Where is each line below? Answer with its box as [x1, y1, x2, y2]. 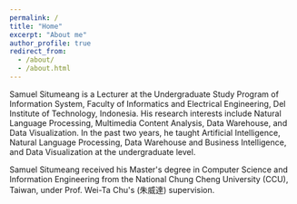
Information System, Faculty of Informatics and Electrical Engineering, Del [9, 98, 286, 109]
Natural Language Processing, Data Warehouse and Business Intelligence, [9, 137, 287, 148]
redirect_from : [9, 47, 67, 56]
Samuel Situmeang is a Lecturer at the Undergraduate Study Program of [9, 88, 280, 100]
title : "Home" [9, 22, 64, 31]
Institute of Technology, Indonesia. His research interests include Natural [9, 108, 282, 119]
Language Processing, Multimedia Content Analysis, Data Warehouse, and [9, 117, 288, 128]
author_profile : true [9, 38, 92, 48]
